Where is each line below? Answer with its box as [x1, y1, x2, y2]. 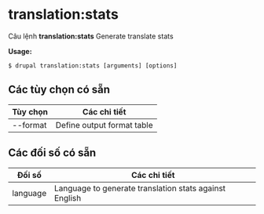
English [53, 192, 82, 203]
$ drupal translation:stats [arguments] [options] [8, 61, 178, 70]
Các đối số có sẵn [8, 147, 97, 160]
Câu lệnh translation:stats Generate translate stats [8, 31, 174, 41]
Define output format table [55, 119, 153, 130]
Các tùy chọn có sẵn [8, 83, 111, 96]
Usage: [8, 46, 33, 56]
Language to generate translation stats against [53, 183, 226, 194]
